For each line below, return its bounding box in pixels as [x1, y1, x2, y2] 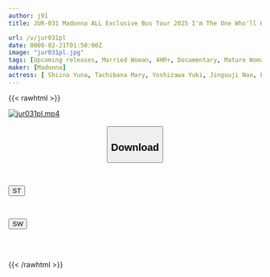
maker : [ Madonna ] [8, 63, 67, 72]
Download [111, 141, 159, 153]
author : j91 [8, 11, 48, 20]
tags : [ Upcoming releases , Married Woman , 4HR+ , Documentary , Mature [8, 56, 247, 64]
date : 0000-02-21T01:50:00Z [8, 41, 103, 49]
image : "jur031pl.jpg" [8, 49, 84, 57]
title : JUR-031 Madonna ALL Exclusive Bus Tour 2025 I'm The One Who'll [8, 19, 257, 27]
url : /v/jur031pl [8, 34, 67, 42]
